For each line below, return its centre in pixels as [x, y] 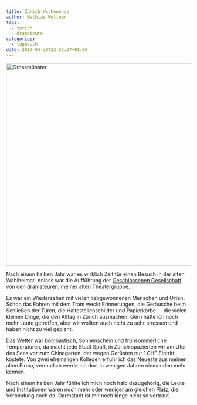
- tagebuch [25, 45]
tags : [13, 22]
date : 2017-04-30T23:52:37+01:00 [47, 50]
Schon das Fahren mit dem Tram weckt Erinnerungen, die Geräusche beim [96, 304]
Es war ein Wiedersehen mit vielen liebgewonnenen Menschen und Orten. [96, 298]
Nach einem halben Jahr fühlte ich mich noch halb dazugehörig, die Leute [96, 383]
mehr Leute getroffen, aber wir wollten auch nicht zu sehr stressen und [92, 323]
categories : [21, 39]
